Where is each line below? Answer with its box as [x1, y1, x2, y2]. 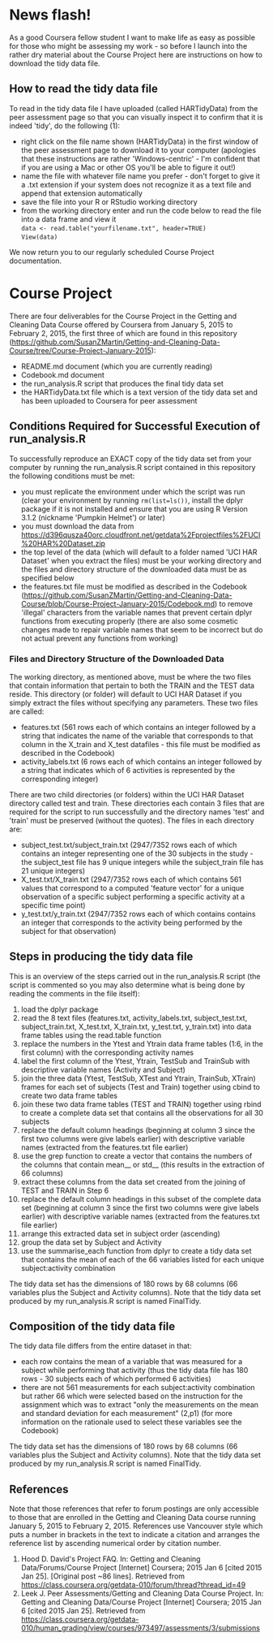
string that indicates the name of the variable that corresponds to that [20, 731, 254, 741]
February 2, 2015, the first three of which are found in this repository [9, 328, 237, 338]
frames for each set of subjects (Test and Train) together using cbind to [20, 1082, 260, 1091]
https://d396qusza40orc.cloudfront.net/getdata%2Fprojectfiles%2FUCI [20, 529, 261, 539]
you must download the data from [20, 521, 134, 531]
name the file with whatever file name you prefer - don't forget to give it [20, 171, 260, 180]
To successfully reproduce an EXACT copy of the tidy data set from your [9, 453, 252, 464]
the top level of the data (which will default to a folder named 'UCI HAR [20, 546, 258, 557]
